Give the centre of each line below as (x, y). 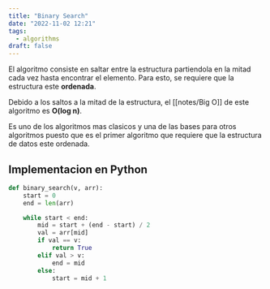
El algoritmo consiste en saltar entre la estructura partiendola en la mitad (130, 69)
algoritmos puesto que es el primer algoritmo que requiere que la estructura (135, 136)
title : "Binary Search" (49, 16)
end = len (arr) (49, 203)
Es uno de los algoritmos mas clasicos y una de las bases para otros (122, 127)
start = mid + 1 (79, 278)
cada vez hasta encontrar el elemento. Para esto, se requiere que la (121, 78)
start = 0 (40, 196)
